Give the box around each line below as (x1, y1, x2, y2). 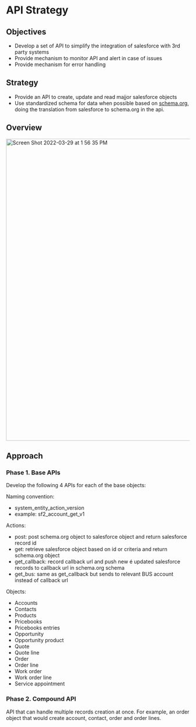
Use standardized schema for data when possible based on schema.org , (14, 99, 190, 106)
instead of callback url (14, 577, 68, 584)
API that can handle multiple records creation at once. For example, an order (6, 708, 190, 715)
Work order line (14, 674, 52, 681)
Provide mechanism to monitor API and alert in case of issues (14, 55, 162, 61)
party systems (14, 49, 50, 56)
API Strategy (6, 4, 69, 17)
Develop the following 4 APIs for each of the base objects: (6, 482, 146, 489)
